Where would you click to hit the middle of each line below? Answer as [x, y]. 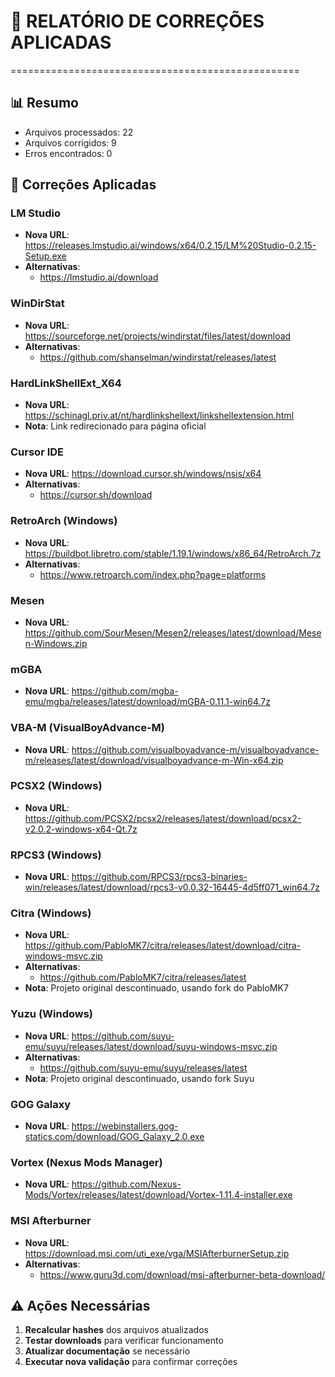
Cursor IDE [37, 452]
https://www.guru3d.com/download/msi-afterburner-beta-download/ [182, 1274]
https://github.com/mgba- [125, 691]
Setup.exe [45, 256]
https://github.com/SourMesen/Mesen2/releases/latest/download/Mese [173, 632]
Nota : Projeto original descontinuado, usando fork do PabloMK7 [156, 988]
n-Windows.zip [56, 643]
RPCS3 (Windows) [56, 855]
